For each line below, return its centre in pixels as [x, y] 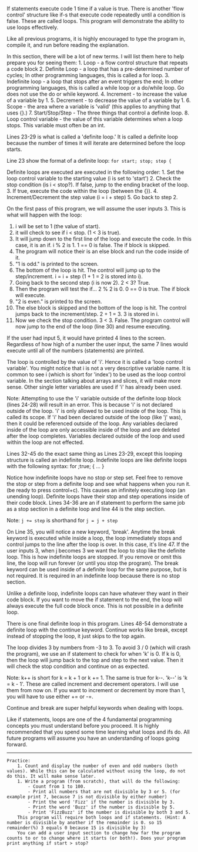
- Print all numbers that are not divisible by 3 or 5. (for [104, 792]
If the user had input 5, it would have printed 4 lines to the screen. [86, 338]
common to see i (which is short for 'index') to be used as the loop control [96, 374]
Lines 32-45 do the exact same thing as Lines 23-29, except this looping [95, 454]
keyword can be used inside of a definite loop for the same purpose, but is [97, 569]
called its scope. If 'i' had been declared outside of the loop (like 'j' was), [95, 417]
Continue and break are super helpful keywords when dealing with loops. [95, 708]
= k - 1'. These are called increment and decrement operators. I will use [93, 684]
